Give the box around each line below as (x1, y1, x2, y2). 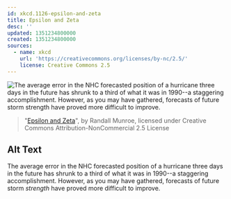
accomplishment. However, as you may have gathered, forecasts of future (7, 177, 220, 185)
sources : (7, 42, 33, 49)
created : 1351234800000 (7, 36, 77, 43)
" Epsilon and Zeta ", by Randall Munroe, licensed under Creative (24, 116, 207, 125)
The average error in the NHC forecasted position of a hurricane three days (7, 162, 223, 171)
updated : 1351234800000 (7, 29, 77, 37)
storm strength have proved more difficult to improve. (7, 184, 161, 193)
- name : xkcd (13, 49, 51, 56)
